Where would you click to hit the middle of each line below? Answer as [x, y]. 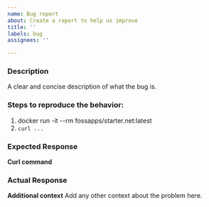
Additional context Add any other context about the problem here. [105, 196]
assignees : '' [28, 40]
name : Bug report [33, 14]
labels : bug [25, 34]
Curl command [30, 162]
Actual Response [37, 180]
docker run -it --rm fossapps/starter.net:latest [85, 121]
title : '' [22, 27]
